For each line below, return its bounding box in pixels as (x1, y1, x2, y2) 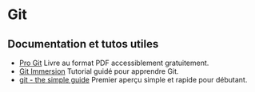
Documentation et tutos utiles (7, 37, 159, 51)
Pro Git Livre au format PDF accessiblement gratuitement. (18, 58, 209, 67)
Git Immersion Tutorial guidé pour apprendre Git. (18, 67, 179, 76)
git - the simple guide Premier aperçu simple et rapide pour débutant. (18, 75, 248, 84)
